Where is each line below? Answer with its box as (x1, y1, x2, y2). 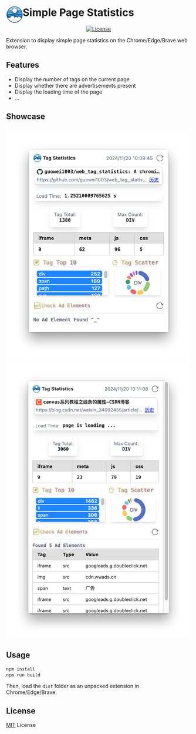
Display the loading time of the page (14, 88, 103, 95)
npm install (6, 666, 35, 672)
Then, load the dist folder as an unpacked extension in (6, 683, 140, 690)
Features (6, 60, 39, 70)
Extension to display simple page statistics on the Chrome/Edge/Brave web (6, 36, 188, 44)
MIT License (6, 722, 36, 729)
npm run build (6, 672, 41, 678)
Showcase (6, 112, 46, 122)
